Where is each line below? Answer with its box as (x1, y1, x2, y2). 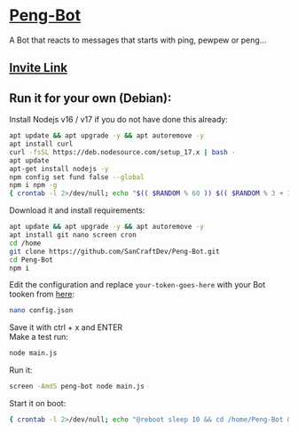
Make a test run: (9, 332, 69, 342)
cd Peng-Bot (9, 255, 53, 264)
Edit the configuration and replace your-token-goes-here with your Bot (9, 279, 266, 290)
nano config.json (9, 306, 74, 315)
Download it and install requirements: (9, 205, 145, 216)
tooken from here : (9, 289, 75, 300)
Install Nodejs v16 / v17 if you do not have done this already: (9, 114, 228, 125)
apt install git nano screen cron (9, 231, 137, 240)
